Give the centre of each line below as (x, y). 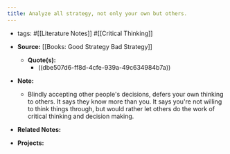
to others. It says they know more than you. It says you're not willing (125, 102)
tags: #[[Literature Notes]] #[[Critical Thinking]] (85, 33)
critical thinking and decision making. (81, 116)
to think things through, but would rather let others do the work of (121, 108)
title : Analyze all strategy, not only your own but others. (97, 13)
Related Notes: (39, 129)
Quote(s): (42, 60)
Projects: (30, 143)
